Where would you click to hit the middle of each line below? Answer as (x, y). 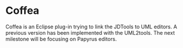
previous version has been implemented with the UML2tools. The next (90, 32)
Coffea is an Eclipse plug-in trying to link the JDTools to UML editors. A (91, 27)
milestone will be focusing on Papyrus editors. (61, 39)
